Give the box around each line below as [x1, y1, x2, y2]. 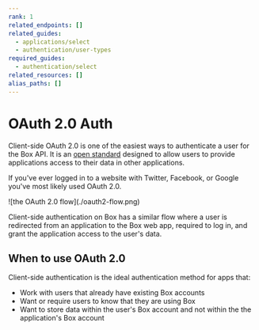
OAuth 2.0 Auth [8, 115, 113, 132]
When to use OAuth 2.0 [8, 252, 126, 265]
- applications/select [15, 38, 90, 46]
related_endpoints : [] [8, 21, 83, 29]
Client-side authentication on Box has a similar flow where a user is [8, 212, 227, 222]
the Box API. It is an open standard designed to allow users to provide [8, 149, 235, 158]
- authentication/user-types [15, 46, 112, 55]
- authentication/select [15, 63, 97, 71]
